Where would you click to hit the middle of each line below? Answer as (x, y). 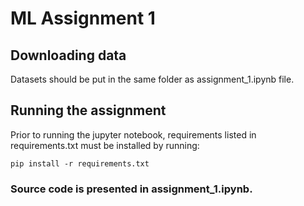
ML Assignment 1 (83, 18)
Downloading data (68, 55)
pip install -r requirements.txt (80, 163)
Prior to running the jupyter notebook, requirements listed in (133, 134)
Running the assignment (88, 110)
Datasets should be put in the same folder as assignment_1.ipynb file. (152, 79)
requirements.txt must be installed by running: (105, 145)
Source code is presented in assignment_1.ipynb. (131, 189)
